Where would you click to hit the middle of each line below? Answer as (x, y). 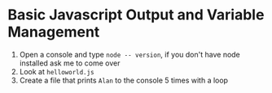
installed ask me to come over (70, 63)
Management (54, 32)
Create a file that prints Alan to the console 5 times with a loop (124, 80)
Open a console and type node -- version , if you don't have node (130, 54)
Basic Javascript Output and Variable (136, 15)
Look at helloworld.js (57, 71)
